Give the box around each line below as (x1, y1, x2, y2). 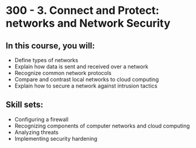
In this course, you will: (5, 40, 95, 51)
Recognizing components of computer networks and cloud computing (14, 122, 191, 129)
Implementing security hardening (14, 135, 98, 142)
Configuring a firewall (14, 115, 69, 123)
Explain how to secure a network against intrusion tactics (14, 82, 158, 89)
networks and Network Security (5, 16, 171, 30)
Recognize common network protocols (14, 69, 112, 76)
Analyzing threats (14, 128, 59, 136)
